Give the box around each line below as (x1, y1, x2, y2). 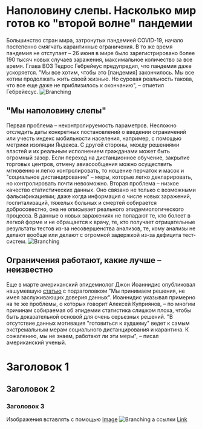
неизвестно (6, 265, 53, 275)
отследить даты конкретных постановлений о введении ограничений (6, 128, 186, 135)
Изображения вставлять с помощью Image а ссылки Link (6, 416, 187, 423)
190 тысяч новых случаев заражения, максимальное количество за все (6, 56, 193, 63)
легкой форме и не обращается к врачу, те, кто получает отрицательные (6, 218, 195, 225)
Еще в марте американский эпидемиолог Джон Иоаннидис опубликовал (6, 281, 195, 288)
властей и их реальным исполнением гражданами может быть (6, 147, 171, 155)
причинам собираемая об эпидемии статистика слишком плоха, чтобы (6, 307, 192, 314)
